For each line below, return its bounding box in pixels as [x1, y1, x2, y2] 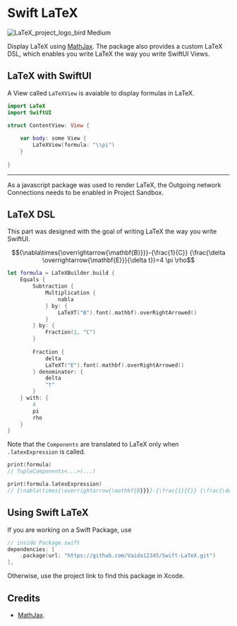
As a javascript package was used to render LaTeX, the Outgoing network [7, 180, 221, 189]
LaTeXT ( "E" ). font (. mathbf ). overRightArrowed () [44, 362, 185, 369]
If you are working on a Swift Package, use [7, 525, 132, 534]
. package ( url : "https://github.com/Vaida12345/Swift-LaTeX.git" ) [20, 553, 217, 560]
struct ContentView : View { [7, 122, 90, 129]
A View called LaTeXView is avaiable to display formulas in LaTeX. [7, 88, 195, 97]
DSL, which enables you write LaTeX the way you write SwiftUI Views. [7, 49, 210, 58]
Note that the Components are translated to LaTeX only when [7, 440, 179, 449]
